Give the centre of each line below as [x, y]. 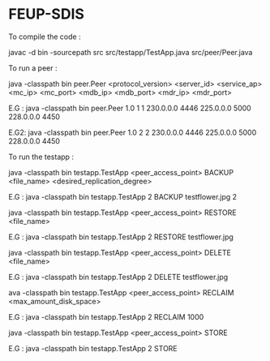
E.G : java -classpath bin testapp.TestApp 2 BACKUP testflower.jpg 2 [123, 196]
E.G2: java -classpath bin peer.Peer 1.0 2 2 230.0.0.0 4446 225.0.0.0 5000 [133, 132]
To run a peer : [33, 68]
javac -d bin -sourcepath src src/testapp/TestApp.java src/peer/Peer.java [131, 52]
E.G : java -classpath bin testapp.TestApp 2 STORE [93, 348]
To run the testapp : [41, 157]
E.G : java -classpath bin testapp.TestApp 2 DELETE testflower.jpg [118, 277]
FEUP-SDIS [47, 14]
